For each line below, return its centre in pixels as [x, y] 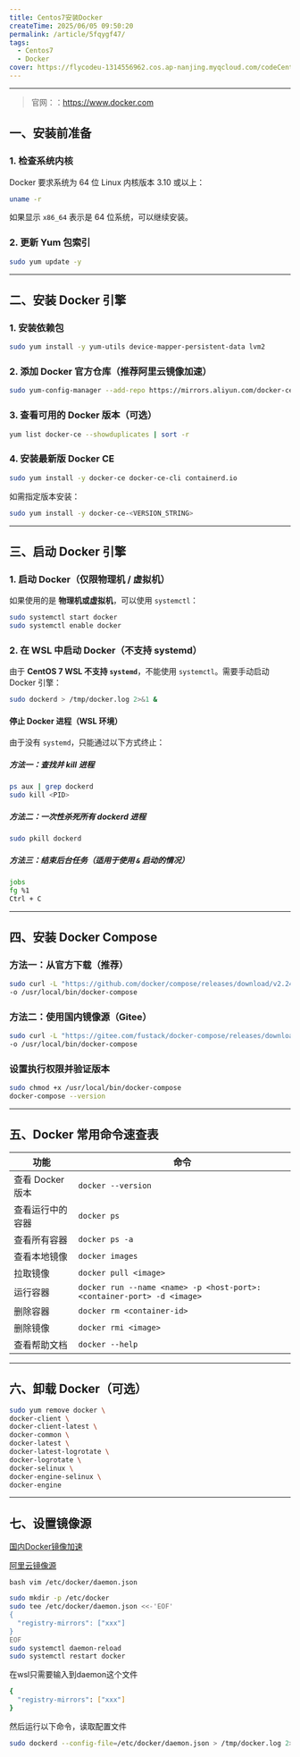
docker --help [108, 1344]
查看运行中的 [41, 1210]
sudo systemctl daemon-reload [66, 1648]
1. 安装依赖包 [37, 327]
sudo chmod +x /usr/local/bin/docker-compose [95, 1088]
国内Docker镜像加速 [46, 1547]
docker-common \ [39, 1435]
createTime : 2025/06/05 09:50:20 [71, 26]
